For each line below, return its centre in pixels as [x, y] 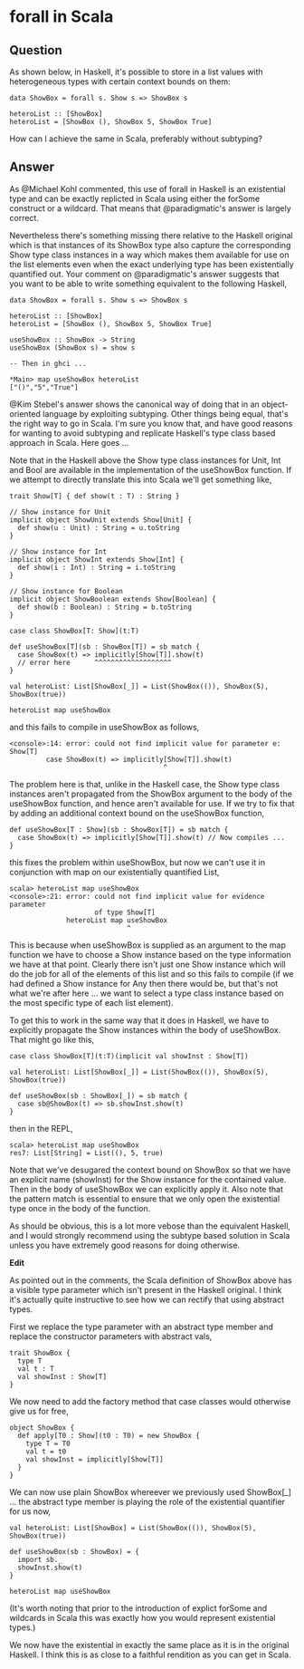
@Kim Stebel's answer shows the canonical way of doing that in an [134, 404]
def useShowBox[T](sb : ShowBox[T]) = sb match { [105, 646]
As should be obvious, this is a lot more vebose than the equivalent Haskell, [150, 1226]
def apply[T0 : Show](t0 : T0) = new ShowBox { [109, 1435]
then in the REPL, [42, 1128]
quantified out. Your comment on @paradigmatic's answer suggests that [144, 274]
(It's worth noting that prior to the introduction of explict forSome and [138, 1608]
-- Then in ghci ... [48, 363]
